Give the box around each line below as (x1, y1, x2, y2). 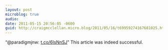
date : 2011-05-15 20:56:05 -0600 (5, 21, 75, 26)
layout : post (5, 7, 32, 12)
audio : (5, 16, 19, 21)
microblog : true (5, 12, 39, 17)
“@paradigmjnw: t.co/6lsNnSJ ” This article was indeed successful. (5, 39, 143, 45)
